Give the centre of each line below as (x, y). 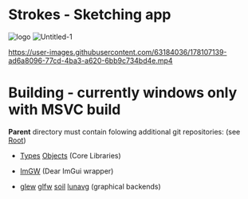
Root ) (17, 140)
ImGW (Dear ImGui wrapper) (67, 171)
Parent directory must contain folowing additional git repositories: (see (124, 131)
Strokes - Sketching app (90, 15)
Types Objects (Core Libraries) (70, 155)
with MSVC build (65, 110)
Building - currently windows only (123, 93)
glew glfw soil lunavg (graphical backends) (90, 186)
